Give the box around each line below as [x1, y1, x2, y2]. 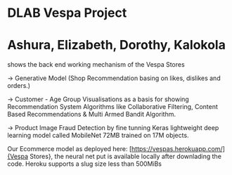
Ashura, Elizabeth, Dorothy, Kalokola [7, 37, 226, 53]
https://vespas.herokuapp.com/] [131, 145, 225, 153]
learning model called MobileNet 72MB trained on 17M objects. [7, 131, 189, 140]
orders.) [7, 82, 30, 90]
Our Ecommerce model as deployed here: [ [7, 145, 132, 153]
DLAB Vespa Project [7, 5, 127, 21]
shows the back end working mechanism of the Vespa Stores [7, 60, 185, 69]
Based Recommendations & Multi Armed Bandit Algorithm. [7, 110, 176, 119]
